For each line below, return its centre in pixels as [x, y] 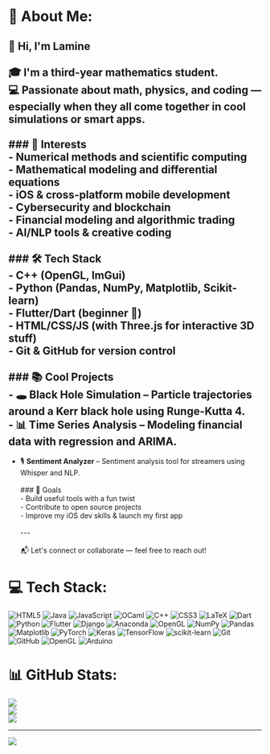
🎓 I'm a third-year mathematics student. [113, 72]
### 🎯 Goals [41, 490]
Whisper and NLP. [50, 473]
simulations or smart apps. [77, 119]
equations [34, 182]
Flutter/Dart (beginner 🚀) [79, 313]
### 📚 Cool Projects [61, 377]
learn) [24, 300]
